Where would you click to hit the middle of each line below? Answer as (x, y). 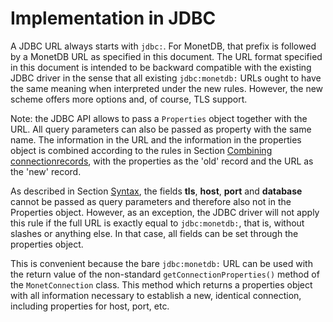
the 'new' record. (46, 171)
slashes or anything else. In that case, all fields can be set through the (154, 233)
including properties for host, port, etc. (90, 306)
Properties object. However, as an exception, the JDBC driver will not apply (165, 212)
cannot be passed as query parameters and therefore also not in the (151, 201)
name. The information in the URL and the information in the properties (156, 139)
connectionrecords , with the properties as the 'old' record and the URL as (162, 161)
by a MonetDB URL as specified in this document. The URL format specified (166, 56)
